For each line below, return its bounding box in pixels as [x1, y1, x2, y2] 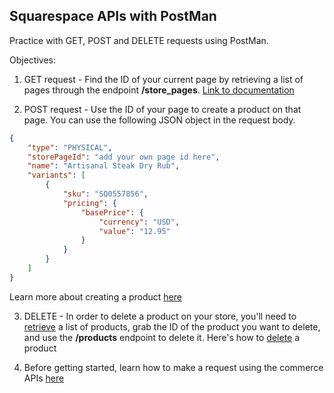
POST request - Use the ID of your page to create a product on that [23, 103, 302, 115]
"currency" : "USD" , [98, 217, 181, 227]
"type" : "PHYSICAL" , [27, 142, 113, 153]
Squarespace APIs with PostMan [9, 8, 217, 25]
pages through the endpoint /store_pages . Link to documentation [23, 84, 295, 96]
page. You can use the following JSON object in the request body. [23, 114, 296, 126]
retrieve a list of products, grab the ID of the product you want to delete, [23, 320, 321, 333]
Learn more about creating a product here [9, 290, 182, 303]
